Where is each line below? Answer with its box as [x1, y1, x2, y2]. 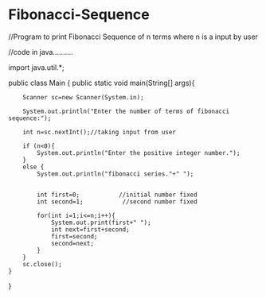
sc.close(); [22, 260, 62, 268]
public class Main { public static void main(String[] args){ [8, 78, 195, 87]
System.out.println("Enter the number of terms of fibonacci [22, 107, 229, 115]
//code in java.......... [8, 47, 73, 56]
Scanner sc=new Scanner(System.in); [22, 93, 145, 101]
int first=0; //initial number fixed [37, 191, 198, 199]
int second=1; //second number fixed [37, 197, 198, 206]
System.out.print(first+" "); [50, 219, 151, 226]
